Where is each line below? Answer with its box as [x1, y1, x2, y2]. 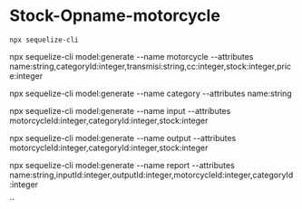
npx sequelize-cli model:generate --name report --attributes [9, 159, 236, 170]
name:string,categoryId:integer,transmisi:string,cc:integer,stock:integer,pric [9, 61, 292, 71]
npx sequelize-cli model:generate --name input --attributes [9, 105, 231, 116]
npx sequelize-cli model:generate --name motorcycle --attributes [9, 51, 254, 62]
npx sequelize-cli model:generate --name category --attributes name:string [9, 88, 292, 99]
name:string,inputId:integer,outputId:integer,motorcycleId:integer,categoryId [9, 169, 294, 180]
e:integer [9, 70, 44, 81]
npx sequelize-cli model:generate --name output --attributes [9, 132, 237, 143]
